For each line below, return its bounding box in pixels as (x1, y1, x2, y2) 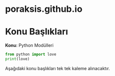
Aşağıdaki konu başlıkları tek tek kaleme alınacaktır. (5, 65, 110, 71)
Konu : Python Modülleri (5, 42, 54, 48)
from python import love (5, 52, 57, 57)
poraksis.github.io (5, 3, 83, 15)
